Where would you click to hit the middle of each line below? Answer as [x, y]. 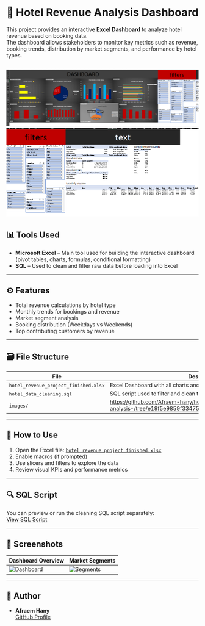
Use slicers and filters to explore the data [67, 462]
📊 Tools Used [33, 235]
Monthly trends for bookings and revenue [67, 312]
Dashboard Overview [36, 560]
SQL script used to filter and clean [152, 394]
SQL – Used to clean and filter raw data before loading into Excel [96, 265]
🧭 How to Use [32, 435]
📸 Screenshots [35, 544]
